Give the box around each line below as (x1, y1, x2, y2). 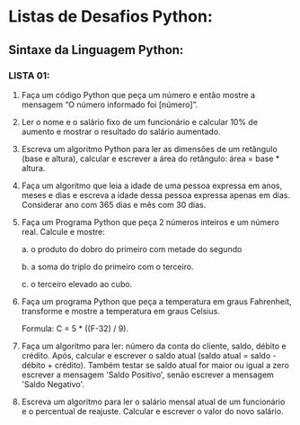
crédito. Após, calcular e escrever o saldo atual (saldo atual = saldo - (21, 349, 277, 361)
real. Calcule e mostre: (21, 226, 105, 237)
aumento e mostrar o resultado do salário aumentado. (21, 126, 221, 137)
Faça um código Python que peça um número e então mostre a (21, 89, 256, 100)
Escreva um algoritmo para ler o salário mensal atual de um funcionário (21, 396, 286, 407)
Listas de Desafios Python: (8, 6, 213, 27)
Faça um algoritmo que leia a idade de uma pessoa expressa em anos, (21, 180, 283, 191)
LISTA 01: (8, 69, 50, 82)
